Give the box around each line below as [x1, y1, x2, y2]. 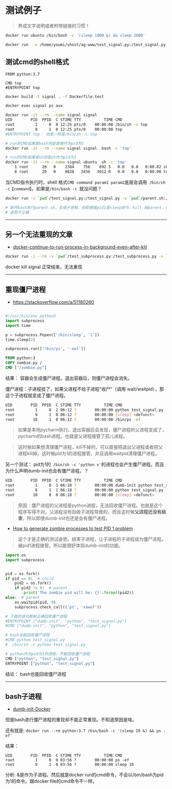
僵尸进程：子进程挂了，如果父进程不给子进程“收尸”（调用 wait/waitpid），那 [5, 386, 164, 392]
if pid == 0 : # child [5, 576, 54, 581]
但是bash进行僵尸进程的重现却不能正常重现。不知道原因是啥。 [5, 717, 137, 723]
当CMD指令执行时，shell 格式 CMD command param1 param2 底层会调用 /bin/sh [5, 179, 165, 185]
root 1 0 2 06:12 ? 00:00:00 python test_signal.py [5, 407, 164, 412]
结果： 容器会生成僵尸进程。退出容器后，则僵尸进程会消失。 [5, 375, 132, 381]
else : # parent [5, 595, 40, 600]
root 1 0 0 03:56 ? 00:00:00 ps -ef [5, 758, 130, 763]
